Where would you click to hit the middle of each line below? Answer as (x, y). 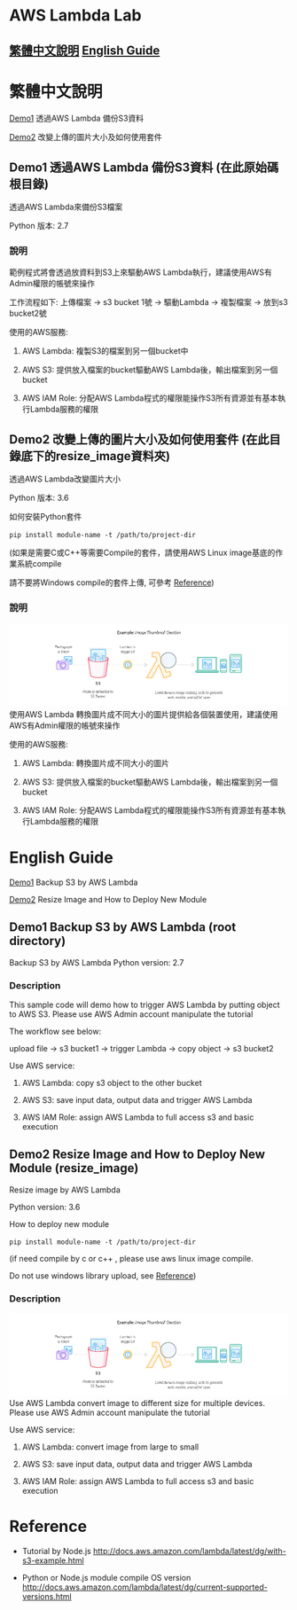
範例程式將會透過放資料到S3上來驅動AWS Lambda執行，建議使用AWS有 (141, 272)
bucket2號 (28, 313)
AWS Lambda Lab (75, 16)
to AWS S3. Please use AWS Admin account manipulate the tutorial (131, 1014)
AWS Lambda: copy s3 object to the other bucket (112, 1082)
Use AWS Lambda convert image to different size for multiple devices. (137, 1403)
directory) (38, 941)
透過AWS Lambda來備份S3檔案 (66, 207)
